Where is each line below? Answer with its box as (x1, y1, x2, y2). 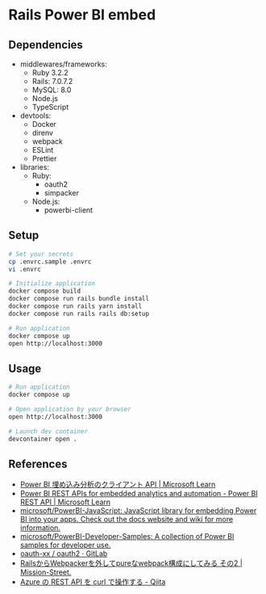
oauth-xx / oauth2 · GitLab (19, 549, 108, 558)
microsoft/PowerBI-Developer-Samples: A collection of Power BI (19, 532, 235, 541)
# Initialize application (8, 280, 95, 288)
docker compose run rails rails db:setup (8, 310, 150, 318)
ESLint (31, 145, 54, 154)
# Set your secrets (8, 250, 74, 258)
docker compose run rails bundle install (8, 295, 150, 303)
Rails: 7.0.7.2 (31, 77, 73, 86)
